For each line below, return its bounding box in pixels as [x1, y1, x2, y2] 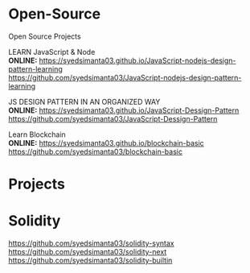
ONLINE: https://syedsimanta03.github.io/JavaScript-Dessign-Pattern [8, 105, 240, 115]
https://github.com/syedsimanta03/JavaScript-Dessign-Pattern [8, 114, 218, 123]
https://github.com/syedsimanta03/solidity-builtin [8, 255, 173, 266]
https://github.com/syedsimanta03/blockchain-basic [8, 147, 183, 156]
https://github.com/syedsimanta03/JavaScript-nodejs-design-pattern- [8, 72, 242, 82]
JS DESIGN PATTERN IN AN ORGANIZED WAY [8, 97, 161, 106]
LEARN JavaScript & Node [8, 47, 96, 56]
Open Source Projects [8, 31, 82, 41]
